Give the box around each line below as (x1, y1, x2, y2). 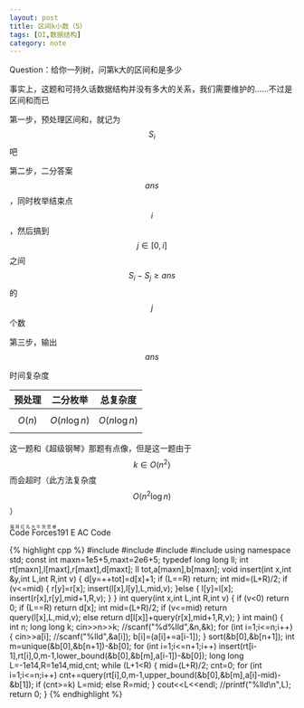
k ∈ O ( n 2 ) (133, 458, 171, 470)
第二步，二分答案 (9, 165, 73, 176)
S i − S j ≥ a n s (128, 270, 176, 283)
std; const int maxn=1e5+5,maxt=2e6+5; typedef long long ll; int (9, 554, 249, 565)
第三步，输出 (9, 336, 57, 347)
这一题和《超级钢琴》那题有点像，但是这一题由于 (9, 442, 192, 453)
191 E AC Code (57, 527, 111, 538)
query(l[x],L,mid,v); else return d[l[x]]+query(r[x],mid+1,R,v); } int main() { (9, 612, 284, 623)
